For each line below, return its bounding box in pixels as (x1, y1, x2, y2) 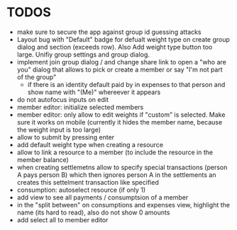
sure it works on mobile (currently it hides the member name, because (16, 117, 223, 126)
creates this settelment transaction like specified (16, 178, 159, 186)
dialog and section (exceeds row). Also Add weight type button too (16, 42, 213, 51)
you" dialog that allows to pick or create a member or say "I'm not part (16, 65, 223, 74)
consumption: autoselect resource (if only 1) (16, 185, 146, 194)
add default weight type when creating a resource (16, 140, 164, 149)
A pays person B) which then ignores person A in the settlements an (16, 171, 216, 179)
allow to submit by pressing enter (16, 132, 115, 142)
